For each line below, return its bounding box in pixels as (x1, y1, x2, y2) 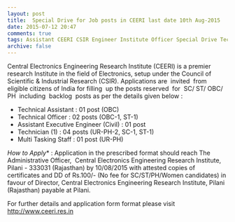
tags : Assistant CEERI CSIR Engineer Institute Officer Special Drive (7, 36, 218, 43)
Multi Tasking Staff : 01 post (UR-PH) (17, 135, 124, 144)
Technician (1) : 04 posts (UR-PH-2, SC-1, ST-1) (17, 127, 155, 136)
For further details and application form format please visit (7, 200, 176, 207)
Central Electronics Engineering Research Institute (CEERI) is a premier (7, 62, 211, 70)
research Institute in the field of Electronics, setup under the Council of (7, 69, 212, 78)
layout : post (7, 10, 45, 18)
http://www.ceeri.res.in (7, 207, 73, 215)
